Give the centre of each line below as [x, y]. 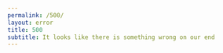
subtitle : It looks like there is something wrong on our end [111, 37]
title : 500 [25, 30]
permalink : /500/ [36, 15]
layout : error [31, 23]
